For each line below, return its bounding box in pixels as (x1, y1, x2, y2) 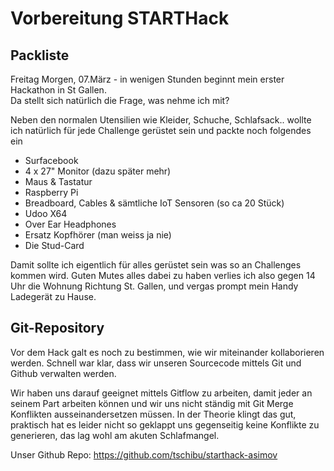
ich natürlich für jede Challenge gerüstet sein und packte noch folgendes (10, 125, 312, 136)
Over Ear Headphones (24, 218, 117, 230)
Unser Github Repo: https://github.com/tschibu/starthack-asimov (10, 448, 278, 461)
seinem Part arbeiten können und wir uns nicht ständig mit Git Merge (10, 397, 294, 409)
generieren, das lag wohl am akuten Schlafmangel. (10, 429, 220, 441)
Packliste (10, 47, 70, 64)
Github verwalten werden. (10, 367, 117, 379)
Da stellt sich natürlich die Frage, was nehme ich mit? (10, 95, 230, 106)
